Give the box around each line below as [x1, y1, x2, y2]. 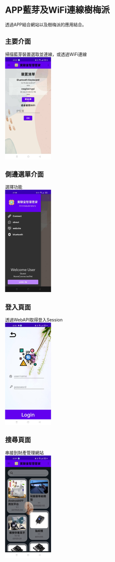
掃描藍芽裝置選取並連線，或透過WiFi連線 [5, 51, 87, 57]
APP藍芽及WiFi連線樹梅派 [5, 4, 110, 16]
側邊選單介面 [5, 170, 44, 179]
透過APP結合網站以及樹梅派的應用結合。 [5, 22, 87, 27]
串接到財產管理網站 [5, 449, 44, 456]
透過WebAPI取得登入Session [5, 317, 63, 323]
